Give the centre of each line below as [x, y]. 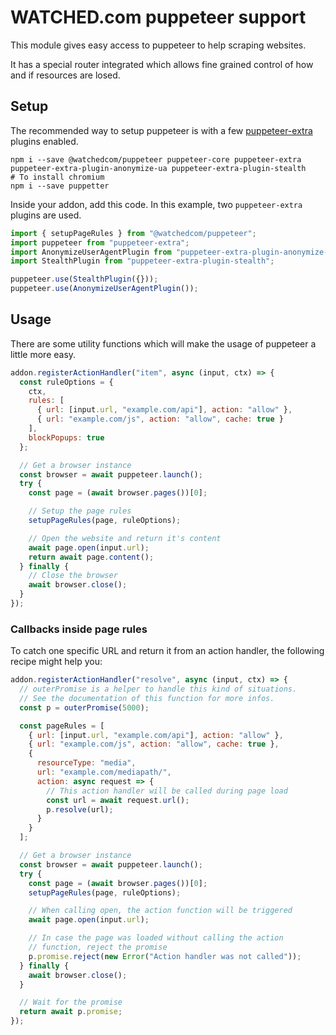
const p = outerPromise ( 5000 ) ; [84, 707]
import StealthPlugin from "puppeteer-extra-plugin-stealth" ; [142, 261]
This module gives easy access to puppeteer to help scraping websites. [158, 45]
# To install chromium [57, 177]
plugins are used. [46, 215]
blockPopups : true [66, 437]
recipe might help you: [56, 662]
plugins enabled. [44, 141]
